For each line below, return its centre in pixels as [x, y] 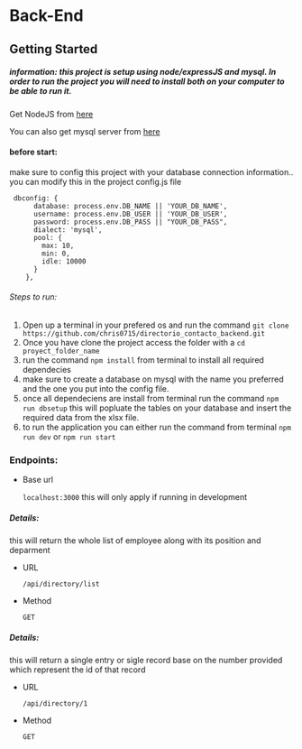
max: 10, [58, 245]
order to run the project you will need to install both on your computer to [147, 81]
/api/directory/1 [55, 704]
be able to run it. [41, 91]
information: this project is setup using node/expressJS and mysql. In [143, 72]
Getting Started [54, 49]
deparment [30, 550]
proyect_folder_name [61, 351]
